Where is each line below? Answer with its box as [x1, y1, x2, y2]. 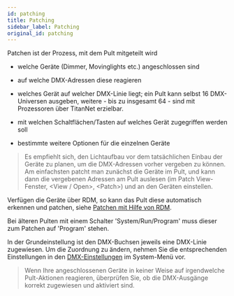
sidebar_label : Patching [7, 23, 80, 30]
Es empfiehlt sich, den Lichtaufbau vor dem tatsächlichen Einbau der [24, 153, 223, 161]
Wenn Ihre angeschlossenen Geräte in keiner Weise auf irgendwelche [24, 267, 225, 275]
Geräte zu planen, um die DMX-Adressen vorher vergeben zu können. [24, 160, 226, 169]
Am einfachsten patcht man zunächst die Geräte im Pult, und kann [24, 167, 215, 176]
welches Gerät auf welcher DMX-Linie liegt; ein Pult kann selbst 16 [17, 90, 209, 98]
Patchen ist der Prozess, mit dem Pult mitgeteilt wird [7, 49, 158, 57]
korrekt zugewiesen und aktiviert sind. [24, 281, 135, 290]
